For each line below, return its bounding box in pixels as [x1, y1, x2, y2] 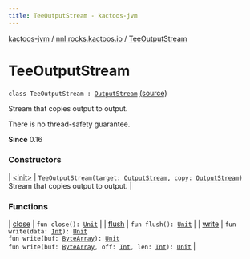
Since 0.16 [8, 134, 42, 144]
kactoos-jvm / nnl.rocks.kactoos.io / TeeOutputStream [8, 34, 187, 43]
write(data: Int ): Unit [8, 228, 88, 236]
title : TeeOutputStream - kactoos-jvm [8, 11, 138, 20]
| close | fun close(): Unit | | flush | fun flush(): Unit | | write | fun [8, 219, 236, 229]
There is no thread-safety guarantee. [8, 119, 131, 129]
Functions [8, 201, 48, 212]
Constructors [8, 154, 62, 165]
